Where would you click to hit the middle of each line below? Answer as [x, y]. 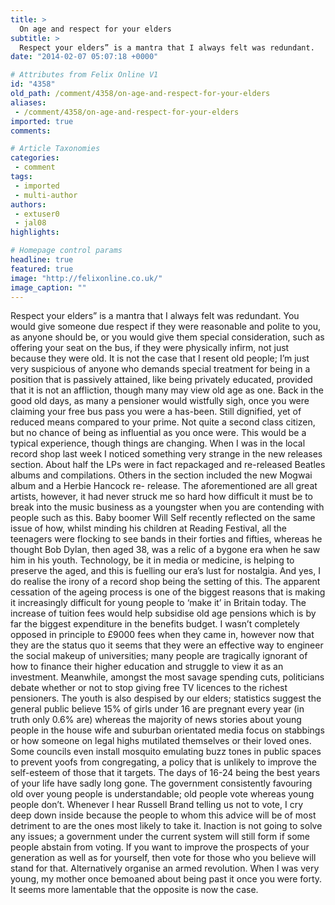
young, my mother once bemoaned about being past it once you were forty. [166, 879]
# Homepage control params [66, 251]
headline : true [42, 260]
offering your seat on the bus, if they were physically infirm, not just [150, 348]
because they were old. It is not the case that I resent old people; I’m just [160, 358]
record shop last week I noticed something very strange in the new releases [166, 454]
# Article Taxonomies [55, 149]
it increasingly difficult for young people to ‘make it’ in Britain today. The [158, 603]
